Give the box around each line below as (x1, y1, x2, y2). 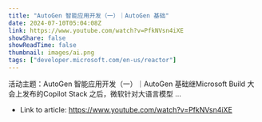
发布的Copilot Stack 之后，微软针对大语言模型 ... (22, 89, 182, 98)
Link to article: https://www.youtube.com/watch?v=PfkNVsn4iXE (19, 104, 233, 114)
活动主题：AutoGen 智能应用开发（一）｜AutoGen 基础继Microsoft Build (8, 79, 246, 89)
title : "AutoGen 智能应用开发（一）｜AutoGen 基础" (8, 11, 169, 20)
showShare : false (8, 33, 66, 42)
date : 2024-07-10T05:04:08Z (8, 19, 102, 27)
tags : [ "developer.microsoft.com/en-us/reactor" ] (8, 57, 177, 65)
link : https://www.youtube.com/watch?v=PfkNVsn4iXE (8, 26, 184, 34)
